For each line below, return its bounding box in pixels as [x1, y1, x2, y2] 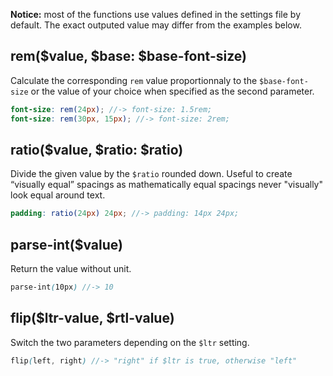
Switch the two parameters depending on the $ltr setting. [10, 336, 250, 348]
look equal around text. [10, 189, 106, 201]
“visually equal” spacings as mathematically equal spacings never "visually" [10, 179, 324, 191]
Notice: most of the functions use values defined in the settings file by [10, 9, 302, 20]
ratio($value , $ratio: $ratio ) [10, 141, 184, 158]
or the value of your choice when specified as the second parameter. [30, 85, 315, 97]
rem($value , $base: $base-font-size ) [10, 48, 247, 65]
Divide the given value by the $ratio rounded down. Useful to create [10, 168, 293, 180]
